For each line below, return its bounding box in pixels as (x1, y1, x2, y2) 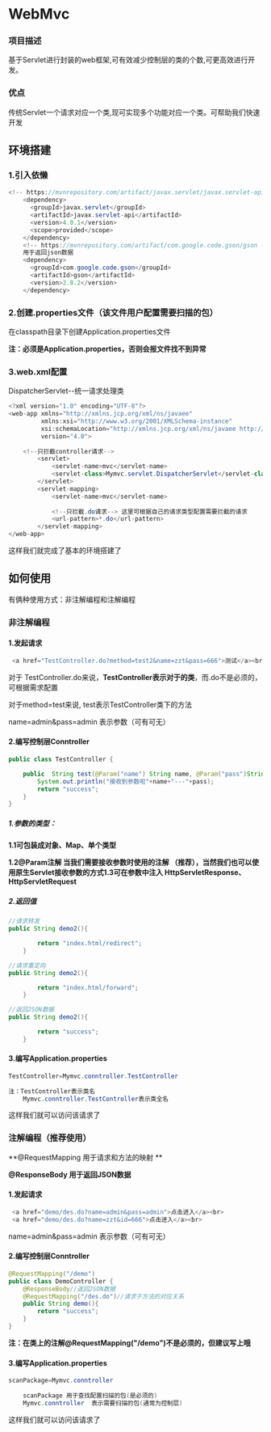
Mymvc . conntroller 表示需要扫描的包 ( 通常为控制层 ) (23, 1399, 183, 1407)
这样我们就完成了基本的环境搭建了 (8, 546, 122, 555)
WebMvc (8, 5, 70, 23)
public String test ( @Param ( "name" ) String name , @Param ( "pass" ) (23, 770, 248, 778)
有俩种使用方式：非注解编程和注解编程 (8, 594, 135, 604)
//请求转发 (8, 917, 40, 926)
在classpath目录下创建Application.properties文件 (8, 327, 171, 336)
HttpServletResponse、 (164, 868, 246, 877)
